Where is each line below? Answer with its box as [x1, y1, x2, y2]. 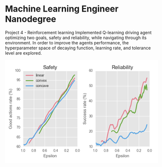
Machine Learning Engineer [5, 3, 119, 14]
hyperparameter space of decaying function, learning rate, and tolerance [5, 45, 151, 51]
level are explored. [5, 50, 42, 56]
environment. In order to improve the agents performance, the [5, 40, 129, 45]
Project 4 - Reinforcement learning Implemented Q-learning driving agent [5, 29, 152, 35]
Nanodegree [5, 14, 57, 25]
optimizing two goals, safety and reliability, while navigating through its [5, 35, 147, 41]
